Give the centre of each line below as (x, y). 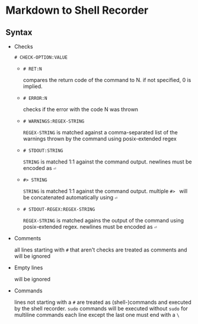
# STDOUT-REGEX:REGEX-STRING (59, 209)
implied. (33, 86)
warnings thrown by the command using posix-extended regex (100, 139)
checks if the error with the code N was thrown (81, 109)
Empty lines (28, 268)
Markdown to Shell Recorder (77, 10)
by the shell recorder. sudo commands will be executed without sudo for (101, 309)
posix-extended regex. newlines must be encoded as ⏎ (90, 227)
